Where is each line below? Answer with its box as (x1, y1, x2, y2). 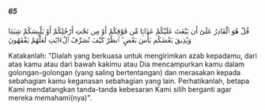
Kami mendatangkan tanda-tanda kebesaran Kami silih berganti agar (8, 84, 232, 94)
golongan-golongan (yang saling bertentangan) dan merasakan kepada (8, 67, 241, 77)
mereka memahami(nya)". (8, 93, 93, 102)
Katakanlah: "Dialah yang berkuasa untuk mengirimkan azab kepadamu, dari (8, 51, 257, 60)
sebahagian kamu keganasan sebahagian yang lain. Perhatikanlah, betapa (8, 76, 250, 85)
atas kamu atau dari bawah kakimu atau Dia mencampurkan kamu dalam (8, 59, 245, 69)
